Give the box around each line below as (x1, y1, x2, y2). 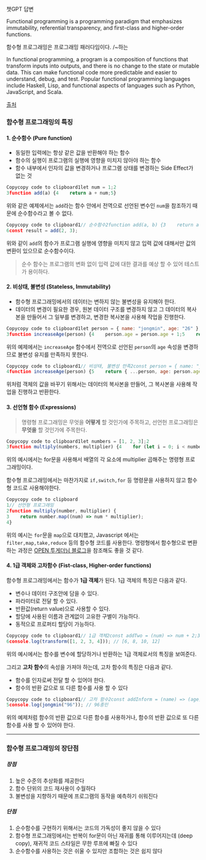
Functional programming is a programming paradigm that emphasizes (6, 18, 183, 25)
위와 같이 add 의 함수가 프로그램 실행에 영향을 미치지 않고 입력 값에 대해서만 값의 (6, 239, 196, 247)
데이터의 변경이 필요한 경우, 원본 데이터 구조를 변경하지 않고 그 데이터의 (15, 305, 186, 313)
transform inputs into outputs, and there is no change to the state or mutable (6, 62, 200, 69)
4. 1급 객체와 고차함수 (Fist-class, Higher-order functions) (6, 561, 152, 569)
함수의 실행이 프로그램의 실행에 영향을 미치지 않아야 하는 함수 (15, 157, 161, 164)
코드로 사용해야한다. (12, 484, 61, 491)
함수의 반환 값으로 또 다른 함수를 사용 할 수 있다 (15, 684, 128, 691)
